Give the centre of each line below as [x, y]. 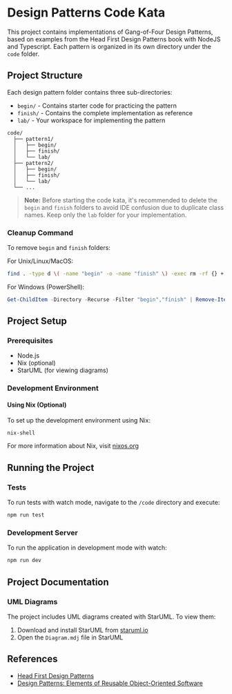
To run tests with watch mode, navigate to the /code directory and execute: [114, 503]
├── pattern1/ [33, 139]
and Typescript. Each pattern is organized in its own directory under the [109, 46]
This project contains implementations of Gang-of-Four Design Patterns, [110, 32]
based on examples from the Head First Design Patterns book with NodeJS [114, 39]
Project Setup [37, 321]
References [32, 659]
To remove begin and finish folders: [59, 248]
